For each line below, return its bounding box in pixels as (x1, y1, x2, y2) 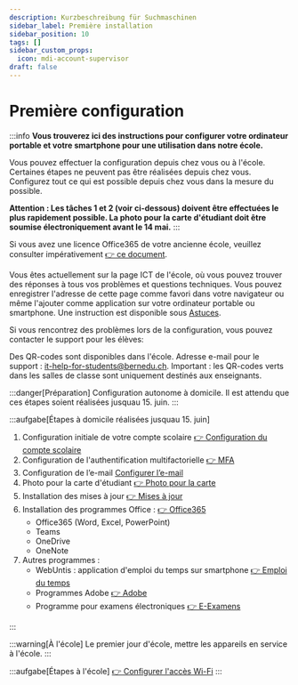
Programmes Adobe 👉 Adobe (35, 587, 148, 598)
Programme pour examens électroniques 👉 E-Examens (35, 600, 241, 611)
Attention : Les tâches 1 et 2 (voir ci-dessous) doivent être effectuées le (9, 202, 279, 214)
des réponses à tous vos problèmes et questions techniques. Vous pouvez (9, 278, 283, 289)
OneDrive (35, 536, 71, 546)
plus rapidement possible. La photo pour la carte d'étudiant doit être (9, 212, 267, 222)
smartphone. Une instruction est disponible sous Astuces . (9, 307, 221, 318)
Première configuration (9, 101, 185, 121)
